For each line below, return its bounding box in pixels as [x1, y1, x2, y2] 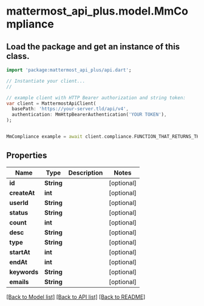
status [9, 208, 29, 217]
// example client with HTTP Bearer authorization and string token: [6, 94, 186, 101]
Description [68, 169, 103, 177]
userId [9, 198, 29, 207]
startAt [9, 248, 30, 256]
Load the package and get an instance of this [6, 41, 180, 52]
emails [9, 277, 29, 286]
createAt [9, 189, 35, 197]
